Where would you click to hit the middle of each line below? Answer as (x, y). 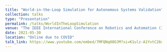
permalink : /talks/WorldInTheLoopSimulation (52, 24)
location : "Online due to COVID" (40, 38)
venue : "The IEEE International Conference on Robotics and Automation (81, 28)
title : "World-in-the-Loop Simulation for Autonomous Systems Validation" (84, 10)
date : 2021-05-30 (23, 33)
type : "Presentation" (28, 19)
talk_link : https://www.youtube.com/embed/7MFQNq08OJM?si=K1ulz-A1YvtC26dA (85, 42)
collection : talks (24, 14)
